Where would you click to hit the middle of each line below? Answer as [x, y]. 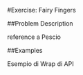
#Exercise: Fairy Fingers [41, 10]
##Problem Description [40, 23]
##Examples [25, 50]
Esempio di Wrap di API [40, 64]
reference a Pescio [34, 37]
